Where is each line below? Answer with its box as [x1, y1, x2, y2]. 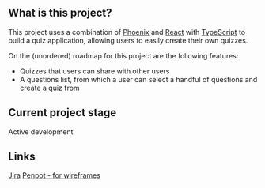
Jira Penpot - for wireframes [8, 171, 101, 180]
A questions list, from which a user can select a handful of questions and [19, 74, 258, 84]
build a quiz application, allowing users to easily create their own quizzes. [8, 36, 248, 45]
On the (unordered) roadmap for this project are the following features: [8, 51, 239, 60]
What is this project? [8, 6, 112, 20]
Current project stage [8, 106, 117, 119]
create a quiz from [19, 83, 81, 92]
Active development [8, 126, 74, 137]
